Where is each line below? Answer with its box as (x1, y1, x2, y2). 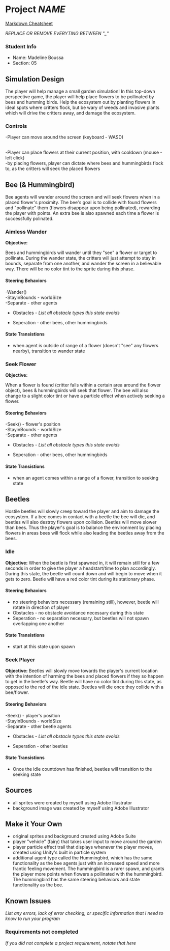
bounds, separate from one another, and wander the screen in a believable (5, 261, 161, 267)
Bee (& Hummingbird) (5, 180, 75, 189)
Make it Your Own (5, 820, 62, 828)
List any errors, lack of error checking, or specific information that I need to (5, 910, 163, 916)
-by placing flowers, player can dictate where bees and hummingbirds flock (5, 160, 163, 166)
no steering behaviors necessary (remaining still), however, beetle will (12, 599, 159, 605)
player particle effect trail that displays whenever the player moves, (12, 844, 154, 850)
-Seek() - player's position (5, 712, 60, 718)
